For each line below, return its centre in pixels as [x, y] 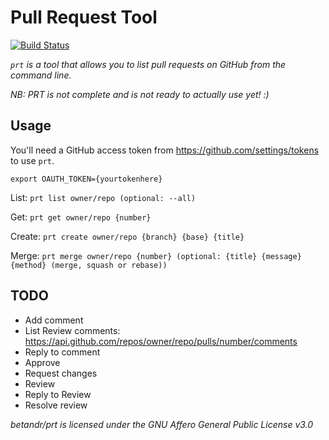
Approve [42, 362]
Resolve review [56, 405]
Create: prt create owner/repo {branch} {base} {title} [127, 236]
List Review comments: [72, 330]
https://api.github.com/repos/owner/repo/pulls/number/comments [161, 341]
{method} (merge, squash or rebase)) [89, 265]
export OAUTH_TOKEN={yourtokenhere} [86, 179]
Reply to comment [62, 352]
